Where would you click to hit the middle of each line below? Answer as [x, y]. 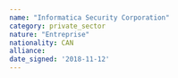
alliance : [28, 51]
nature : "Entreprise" [50, 34]
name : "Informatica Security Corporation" [89, 17]
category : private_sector [57, 26]
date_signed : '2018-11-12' [59, 59]
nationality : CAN [42, 43]
